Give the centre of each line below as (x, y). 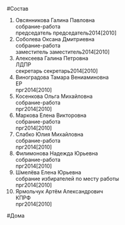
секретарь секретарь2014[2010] (57, 71)
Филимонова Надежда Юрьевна (57, 153)
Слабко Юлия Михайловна (49, 134)
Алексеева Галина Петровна (52, 58)
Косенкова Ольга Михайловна (54, 96)
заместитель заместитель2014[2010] (62, 52)
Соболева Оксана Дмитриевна (55, 39)
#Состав (18, 9)
